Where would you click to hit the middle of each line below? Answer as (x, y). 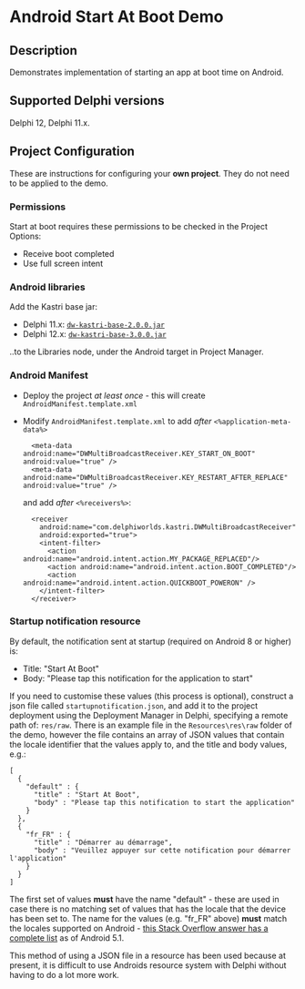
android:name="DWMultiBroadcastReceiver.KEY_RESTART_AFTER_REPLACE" (155, 477)
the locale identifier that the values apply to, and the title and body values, (148, 744)
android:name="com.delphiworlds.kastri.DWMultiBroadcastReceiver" (168, 527)
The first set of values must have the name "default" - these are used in (144, 899)
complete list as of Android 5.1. (67, 938)
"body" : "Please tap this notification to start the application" (164, 802)
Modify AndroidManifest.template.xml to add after (117, 421)
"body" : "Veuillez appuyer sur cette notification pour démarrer (162, 850)
